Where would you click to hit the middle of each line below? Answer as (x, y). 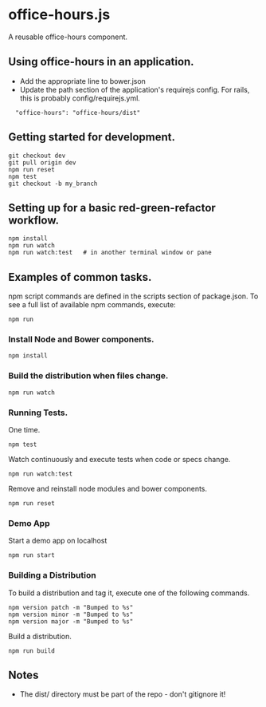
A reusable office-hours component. (68, 37)
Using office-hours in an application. (101, 62)
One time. (24, 430)
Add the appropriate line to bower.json (82, 81)
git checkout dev (37, 156)
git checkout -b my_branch (53, 184)
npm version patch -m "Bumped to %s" (71, 607)
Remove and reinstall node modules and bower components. (108, 489)
